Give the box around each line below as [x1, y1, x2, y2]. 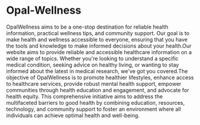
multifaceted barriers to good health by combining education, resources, [6, 99, 185, 106]
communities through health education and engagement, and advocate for [6, 86, 189, 93]
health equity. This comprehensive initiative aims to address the [6, 93, 163, 100]
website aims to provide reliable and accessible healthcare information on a [6, 48, 192, 55]
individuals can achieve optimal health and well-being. [6, 111, 140, 119]
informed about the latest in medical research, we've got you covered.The [6, 67, 188, 74]
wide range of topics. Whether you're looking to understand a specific [6, 55, 179, 62]
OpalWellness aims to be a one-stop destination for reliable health [6, 23, 168, 30]
